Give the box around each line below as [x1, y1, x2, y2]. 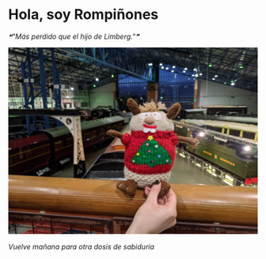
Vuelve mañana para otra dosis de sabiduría [8, 242, 154, 251]
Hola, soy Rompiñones [8, 6, 159, 24]
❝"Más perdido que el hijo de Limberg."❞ [8, 32, 140, 41]
